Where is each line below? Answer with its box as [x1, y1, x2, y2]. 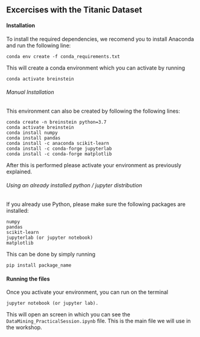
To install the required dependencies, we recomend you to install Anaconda [6, 35, 195, 42]
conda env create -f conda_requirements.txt [6, 53, 120, 59]
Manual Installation [6, 88, 54, 96]
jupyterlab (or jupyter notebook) [6, 235, 94, 241]
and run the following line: [6, 42, 71, 49]
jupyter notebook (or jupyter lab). [6, 300, 98, 307]
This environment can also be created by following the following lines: [6, 107, 180, 115]
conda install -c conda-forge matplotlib [6, 151, 112, 157]
